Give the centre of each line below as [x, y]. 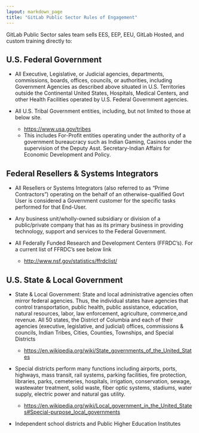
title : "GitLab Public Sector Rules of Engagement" [72, 17]
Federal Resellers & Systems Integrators [82, 174]
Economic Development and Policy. [67, 155]
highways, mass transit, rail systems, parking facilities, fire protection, [101, 375]
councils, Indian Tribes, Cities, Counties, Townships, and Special [94, 332]
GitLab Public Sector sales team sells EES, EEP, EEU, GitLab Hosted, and [95, 34]
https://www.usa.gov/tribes [57, 129]
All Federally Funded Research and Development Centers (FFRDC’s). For [104, 243]
